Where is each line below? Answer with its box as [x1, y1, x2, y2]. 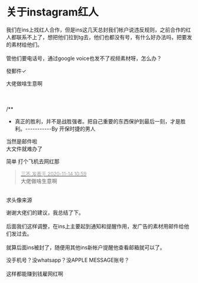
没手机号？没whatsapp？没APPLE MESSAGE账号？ [6, 256, 130, 263]
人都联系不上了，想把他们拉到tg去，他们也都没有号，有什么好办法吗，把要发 [6, 33, 193, 40]
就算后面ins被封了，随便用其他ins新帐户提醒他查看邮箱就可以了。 [6, 244, 165, 251]
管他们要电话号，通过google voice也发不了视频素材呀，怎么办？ [6, 55, 162, 62]
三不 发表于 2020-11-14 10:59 [20, 170, 87, 177]
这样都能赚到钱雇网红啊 [6, 270, 63, 277]
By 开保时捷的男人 [51, 125, 96, 132]
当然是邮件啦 [6, 138, 37, 145]
